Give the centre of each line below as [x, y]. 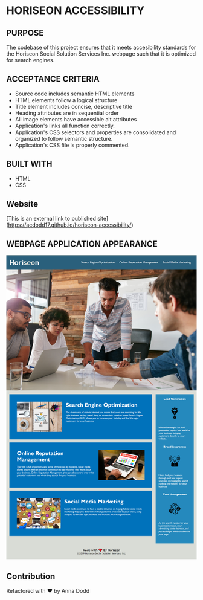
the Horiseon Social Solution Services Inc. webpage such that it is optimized [101, 54]
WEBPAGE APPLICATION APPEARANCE [82, 244]
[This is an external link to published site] [57, 219]
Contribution [31, 576]
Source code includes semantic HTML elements [75, 94]
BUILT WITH [29, 164]
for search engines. [31, 60]
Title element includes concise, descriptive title [74, 106]
